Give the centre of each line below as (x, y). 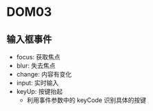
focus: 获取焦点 (38, 57)
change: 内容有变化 (44, 74)
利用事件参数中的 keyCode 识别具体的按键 (86, 100)
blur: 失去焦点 (36, 65)
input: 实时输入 (38, 83)
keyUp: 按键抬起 (39, 91)
